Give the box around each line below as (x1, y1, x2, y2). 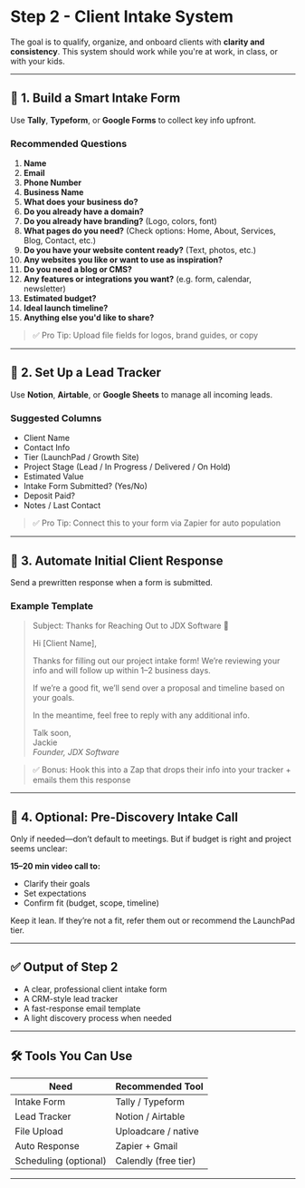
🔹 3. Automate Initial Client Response (10, 553, 224, 568)
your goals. (32, 692, 75, 703)
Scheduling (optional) (14, 1154, 107, 1167)
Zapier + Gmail (115, 1139, 178, 1152)
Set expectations (23, 888, 87, 899)
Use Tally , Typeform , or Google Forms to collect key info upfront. (10, 114, 257, 125)
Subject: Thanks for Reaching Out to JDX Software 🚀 (32, 620, 229, 632)
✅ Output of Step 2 (10, 959, 119, 975)
